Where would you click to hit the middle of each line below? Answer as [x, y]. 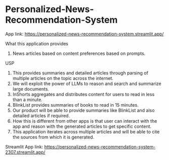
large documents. [31, 89]
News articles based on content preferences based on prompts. [79, 53]
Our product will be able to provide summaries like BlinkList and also [83, 110]
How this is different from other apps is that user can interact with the [85, 121]
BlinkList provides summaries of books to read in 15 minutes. [75, 105]
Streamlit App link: [24, 146]
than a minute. [27, 100]
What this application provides [37, 43]
